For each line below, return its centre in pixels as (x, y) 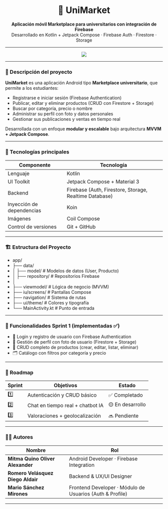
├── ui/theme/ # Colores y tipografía (50, 302)
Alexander (20, 465)
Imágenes (19, 219)
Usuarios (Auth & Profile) (98, 493)
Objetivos (65, 386)
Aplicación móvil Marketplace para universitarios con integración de (84, 24)
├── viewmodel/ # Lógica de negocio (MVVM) (60, 287)
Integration (82, 465)
